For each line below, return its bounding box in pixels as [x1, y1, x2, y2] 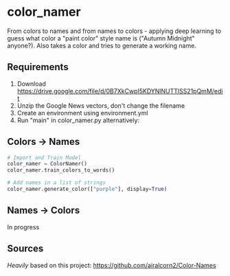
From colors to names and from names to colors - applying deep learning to [7, 27, 222, 35]
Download [16, 80, 47, 88]
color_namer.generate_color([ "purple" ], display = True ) [7, 186, 168, 193]
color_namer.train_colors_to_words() [7, 167, 115, 174]
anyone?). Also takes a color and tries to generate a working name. [7, 41, 197, 49]
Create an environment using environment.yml [16, 108, 149, 117]
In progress [7, 222, 40, 231]
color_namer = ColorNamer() [7, 161, 88, 168]
